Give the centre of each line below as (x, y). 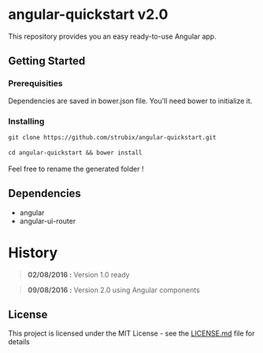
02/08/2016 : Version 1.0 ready (78, 274)
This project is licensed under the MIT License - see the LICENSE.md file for (131, 333)
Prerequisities (35, 84)
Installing (26, 121)
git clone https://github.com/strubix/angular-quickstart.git (112, 137)
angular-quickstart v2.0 (88, 15)
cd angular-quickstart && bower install (76, 152)
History (33, 253)
